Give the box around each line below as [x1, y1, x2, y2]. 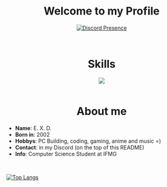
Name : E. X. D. [15, 124, 52, 131]
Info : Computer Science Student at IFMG [15, 150, 117, 157]
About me [76, 105, 127, 119]
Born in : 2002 [15, 131, 50, 138]
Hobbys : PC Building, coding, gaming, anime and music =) [15, 137, 162, 145]
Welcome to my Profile [43, 4, 160, 18]
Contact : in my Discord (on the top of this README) [15, 143, 145, 151]
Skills [87, 57, 116, 71]
